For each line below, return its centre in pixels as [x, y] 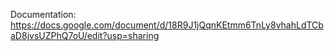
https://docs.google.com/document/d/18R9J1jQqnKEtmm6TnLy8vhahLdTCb [167, 25]
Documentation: [43, 14]
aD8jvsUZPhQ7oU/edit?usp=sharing [85, 35]
